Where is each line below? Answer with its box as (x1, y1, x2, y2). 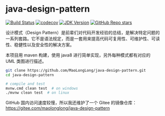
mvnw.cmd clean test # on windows (5, 86, 78, 91)
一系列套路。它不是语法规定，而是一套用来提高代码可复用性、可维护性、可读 (5, 36, 160, 41)
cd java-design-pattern (5, 72, 54, 77)
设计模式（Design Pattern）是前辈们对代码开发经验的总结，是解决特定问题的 (5, 29, 160, 35)
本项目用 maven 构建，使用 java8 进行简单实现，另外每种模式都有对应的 (5, 52, 151, 58)
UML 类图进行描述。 (5, 58, 47, 64)
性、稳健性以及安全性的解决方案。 (5, 41, 74, 47)
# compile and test (5, 81, 46, 86)
